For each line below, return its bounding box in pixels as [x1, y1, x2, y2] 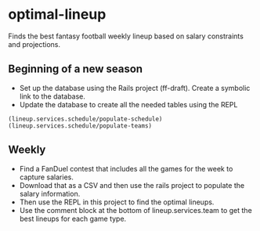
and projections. [8, 39, 61, 49]
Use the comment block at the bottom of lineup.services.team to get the [19, 205, 252, 215]
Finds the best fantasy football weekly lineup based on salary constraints [8, 31, 244, 41]
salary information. [19, 189, 81, 198]
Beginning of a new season [8, 63, 143, 76]
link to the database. [19, 92, 86, 101]
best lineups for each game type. [19, 214, 127, 223]
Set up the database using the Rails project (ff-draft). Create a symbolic [19, 83, 251, 92]
